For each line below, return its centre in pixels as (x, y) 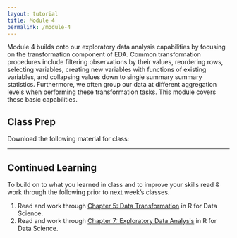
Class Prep (32, 122)
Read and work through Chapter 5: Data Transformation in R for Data (117, 206)
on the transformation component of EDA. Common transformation (104, 54)
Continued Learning (52, 168)
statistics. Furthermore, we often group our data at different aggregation (112, 85)
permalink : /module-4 (39, 27)
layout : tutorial (33, 14)
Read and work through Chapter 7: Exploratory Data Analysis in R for (117, 221)
